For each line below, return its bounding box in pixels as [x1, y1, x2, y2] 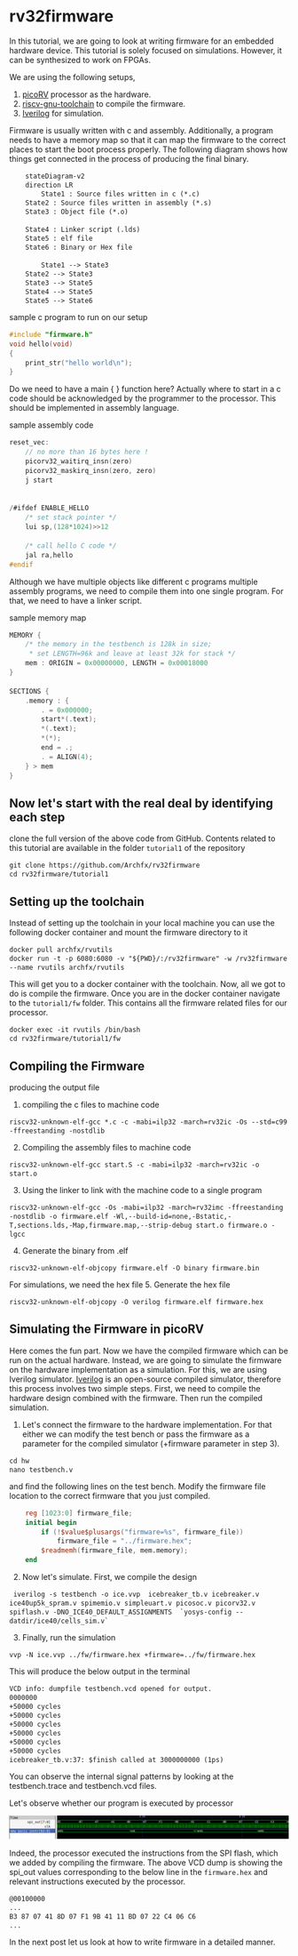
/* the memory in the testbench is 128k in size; [25, 640, 213, 649]
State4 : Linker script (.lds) [25, 225, 141, 234]
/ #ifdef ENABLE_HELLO [9, 504, 90, 513]
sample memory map [9, 612, 87, 623]
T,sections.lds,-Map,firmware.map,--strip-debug [9, 1221, 192, 1230]
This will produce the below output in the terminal [9, 1666, 191, 1677]
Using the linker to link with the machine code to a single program [21, 1185, 263, 1195]
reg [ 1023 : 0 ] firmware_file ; [25, 1509, 133, 1518]
